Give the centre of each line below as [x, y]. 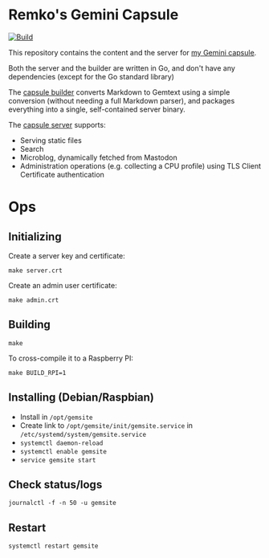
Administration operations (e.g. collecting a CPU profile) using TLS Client [141, 165]
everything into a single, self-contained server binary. [97, 109]
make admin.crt [34, 300]
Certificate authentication [62, 174]
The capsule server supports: [57, 124]
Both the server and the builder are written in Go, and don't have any [122, 68]
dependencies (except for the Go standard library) [92, 76]
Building [29, 325]
